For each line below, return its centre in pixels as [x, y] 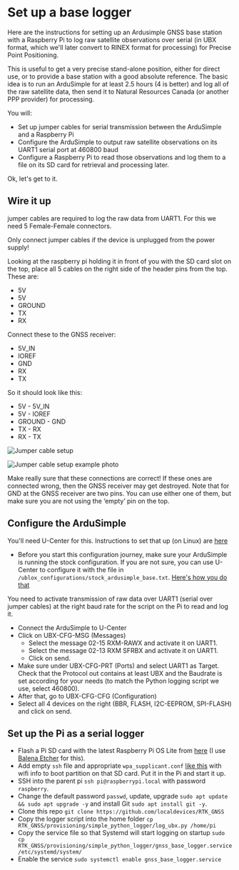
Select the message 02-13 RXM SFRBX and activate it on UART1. [123, 650]
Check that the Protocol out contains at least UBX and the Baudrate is [120, 673]
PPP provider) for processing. [51, 99]
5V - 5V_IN [34, 406]
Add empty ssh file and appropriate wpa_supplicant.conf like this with [120, 766]
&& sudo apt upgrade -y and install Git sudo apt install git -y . [112, 804]
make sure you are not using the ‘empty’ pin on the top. [88, 501]
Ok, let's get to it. [33, 179]
